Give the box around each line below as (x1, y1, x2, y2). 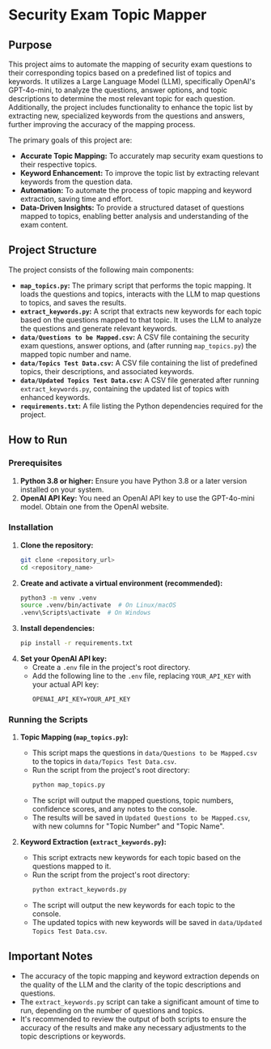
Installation (8, 522, 54, 533)
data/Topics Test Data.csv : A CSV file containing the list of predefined (19, 358, 258, 368)
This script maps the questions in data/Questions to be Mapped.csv (32, 748, 257, 758)
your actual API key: (32, 680, 100, 689)
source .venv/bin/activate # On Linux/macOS (19, 601, 176, 609)
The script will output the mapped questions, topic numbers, (32, 795, 234, 805)
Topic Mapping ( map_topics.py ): (19, 732, 129, 742)
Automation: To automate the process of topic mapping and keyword (19, 185, 252, 195)
